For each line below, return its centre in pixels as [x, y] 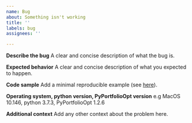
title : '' [18, 22]
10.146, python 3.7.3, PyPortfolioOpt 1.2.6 [56, 103]
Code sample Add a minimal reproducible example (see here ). [82, 85]
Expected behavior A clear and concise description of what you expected [96, 67]
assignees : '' [24, 34]
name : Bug [18, 12]
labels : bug [21, 28]
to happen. [19, 73]
